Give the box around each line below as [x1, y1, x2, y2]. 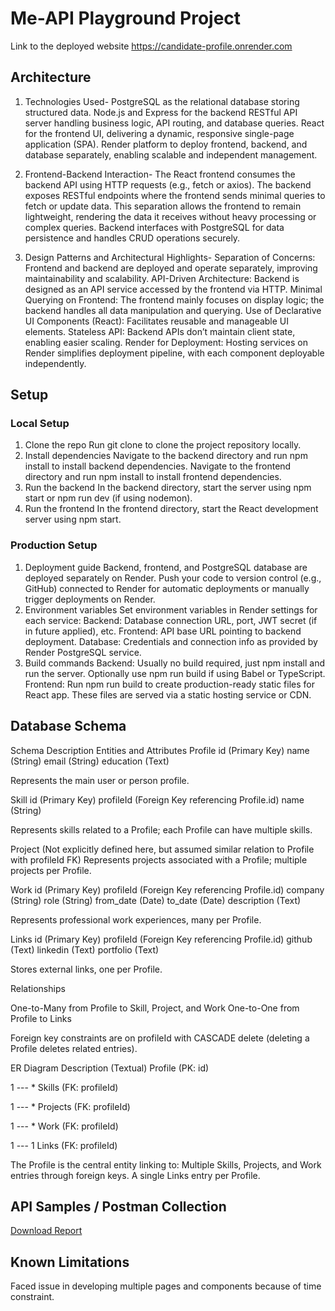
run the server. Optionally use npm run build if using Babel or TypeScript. [24, 667, 326, 679]
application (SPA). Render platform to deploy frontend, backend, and [24, 138, 308, 150]
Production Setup [10, 538, 98, 552]
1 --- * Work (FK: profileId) [10, 1120, 119, 1132]
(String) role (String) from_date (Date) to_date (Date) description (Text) [10, 894, 302, 906]
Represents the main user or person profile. [10, 774, 190, 786]
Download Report [10, 1225, 83, 1237]
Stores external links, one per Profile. [10, 963, 163, 975]
